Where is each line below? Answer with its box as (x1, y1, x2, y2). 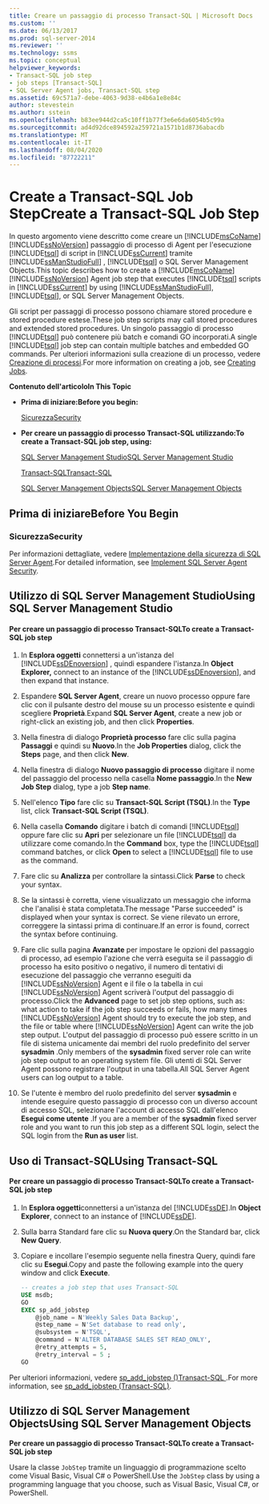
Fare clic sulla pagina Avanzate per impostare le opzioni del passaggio (20, 945, 255, 955)
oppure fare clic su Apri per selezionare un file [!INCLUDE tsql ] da (20, 831, 237, 840)
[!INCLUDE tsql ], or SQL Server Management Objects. (9, 291, 185, 301)
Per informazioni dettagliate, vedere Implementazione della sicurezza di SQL (9, 548, 261, 558)
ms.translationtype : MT (9, 131, 89, 139)
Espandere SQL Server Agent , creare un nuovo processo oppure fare (20, 691, 251, 701)
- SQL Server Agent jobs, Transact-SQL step (9, 86, 160, 95)
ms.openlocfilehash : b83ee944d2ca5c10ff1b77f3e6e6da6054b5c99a (9, 116, 225, 124)
